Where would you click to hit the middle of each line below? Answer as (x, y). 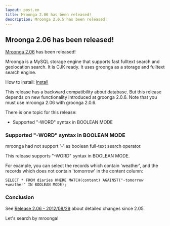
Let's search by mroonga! (32, 218)
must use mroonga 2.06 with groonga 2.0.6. (51, 103)
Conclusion (20, 197)
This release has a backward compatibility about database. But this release (83, 92)
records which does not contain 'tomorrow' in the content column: (74, 171)
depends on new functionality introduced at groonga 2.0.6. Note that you (81, 97)
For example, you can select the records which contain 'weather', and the (82, 166)
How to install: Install (27, 82)
